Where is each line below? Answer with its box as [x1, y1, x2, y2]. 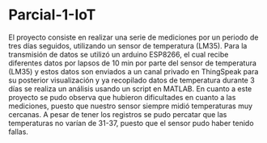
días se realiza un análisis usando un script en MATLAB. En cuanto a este [8, 83, 252, 94]
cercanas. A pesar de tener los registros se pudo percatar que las [8, 109, 227, 119]
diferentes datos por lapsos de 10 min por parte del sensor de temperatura [8, 58, 257, 68]
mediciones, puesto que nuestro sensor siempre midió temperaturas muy [8, 101, 253, 111]
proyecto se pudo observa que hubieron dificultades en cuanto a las [8, 92, 236, 102]
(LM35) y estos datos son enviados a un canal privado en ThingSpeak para [8, 66, 259, 76]
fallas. [8, 127, 28, 137]
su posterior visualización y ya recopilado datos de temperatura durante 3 [8, 75, 255, 85]
